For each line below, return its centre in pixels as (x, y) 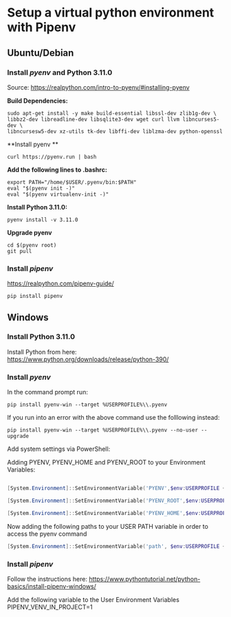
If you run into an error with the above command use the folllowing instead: (113, 418)
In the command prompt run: (47, 392)
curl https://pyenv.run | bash (52, 156)
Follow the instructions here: (47, 579)
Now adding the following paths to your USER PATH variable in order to (108, 526)
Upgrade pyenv (30, 232)
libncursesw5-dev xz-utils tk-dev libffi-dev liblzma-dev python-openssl (115, 131)
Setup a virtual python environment (111, 13)
